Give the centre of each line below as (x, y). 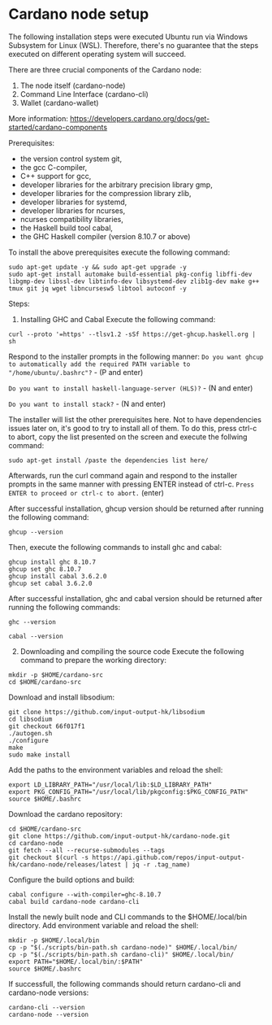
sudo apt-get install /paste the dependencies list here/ (108, 460)
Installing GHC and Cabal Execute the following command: (118, 319)
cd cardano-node (36, 843)
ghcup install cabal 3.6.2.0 (58, 576)
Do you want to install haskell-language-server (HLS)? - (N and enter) (131, 388)
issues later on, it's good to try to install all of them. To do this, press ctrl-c (133, 428)
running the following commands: (65, 607)
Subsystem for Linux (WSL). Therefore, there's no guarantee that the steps (134, 45)
